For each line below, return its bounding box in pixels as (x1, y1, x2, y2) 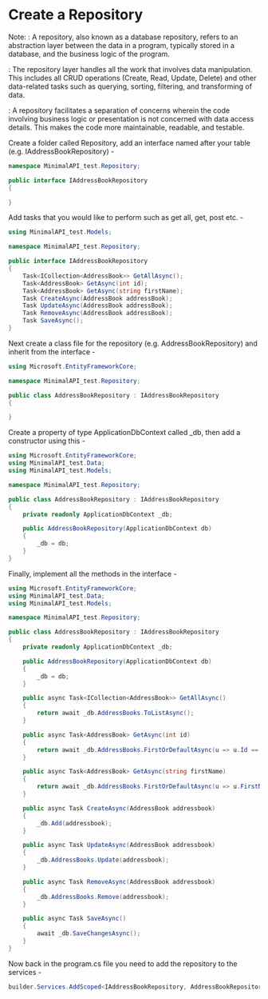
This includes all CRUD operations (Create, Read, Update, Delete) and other (8, 73, 257, 82)
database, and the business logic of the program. (8, 49, 170, 58)
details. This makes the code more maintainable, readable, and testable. (8, 122, 245, 132)
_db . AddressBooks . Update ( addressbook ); (37, 856, 170, 865)
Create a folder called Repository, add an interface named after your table (8, 138, 251, 147)
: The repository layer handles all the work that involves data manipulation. (8, 64, 253, 74)
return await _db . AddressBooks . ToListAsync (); (37, 709, 195, 717)
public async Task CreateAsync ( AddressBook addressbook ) (22, 804, 216, 813)
